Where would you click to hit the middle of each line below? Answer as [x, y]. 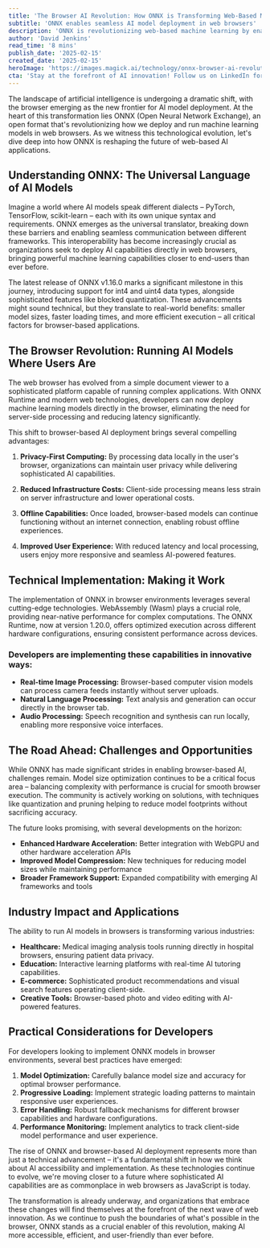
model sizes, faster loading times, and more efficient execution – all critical [132, 317]
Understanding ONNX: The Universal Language [129, 175]
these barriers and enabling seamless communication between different [127, 233]
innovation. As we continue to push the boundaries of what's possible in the [134, 1217]
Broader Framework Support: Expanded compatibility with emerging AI [139, 878]
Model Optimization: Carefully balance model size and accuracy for [133, 1075]
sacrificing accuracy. [43, 812]
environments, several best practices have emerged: [95, 1060]
